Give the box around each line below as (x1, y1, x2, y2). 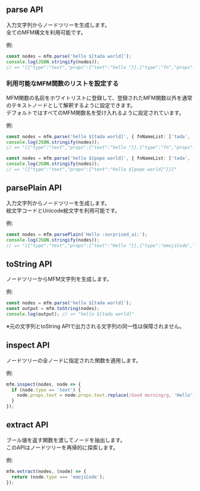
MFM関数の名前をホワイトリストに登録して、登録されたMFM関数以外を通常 (6, 94, 192, 101)
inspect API (6, 340, 50, 351)
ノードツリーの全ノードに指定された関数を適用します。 (6, 356, 142, 364)
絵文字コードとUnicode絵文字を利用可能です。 (6, 207, 120, 214)
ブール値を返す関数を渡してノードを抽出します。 (6, 436, 126, 443)
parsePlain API (6, 183, 62, 193)
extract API (6, 420, 49, 430)
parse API (6, 5, 43, 15)
